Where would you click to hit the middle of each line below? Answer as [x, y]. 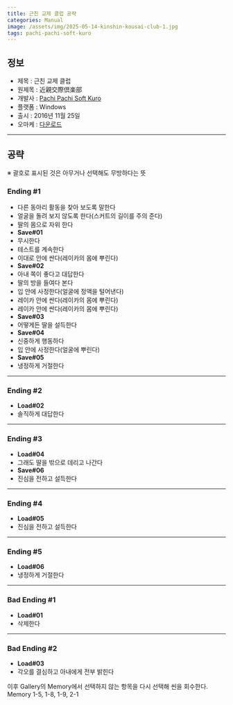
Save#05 [31, 358]
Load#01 [30, 615]
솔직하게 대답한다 [41, 414]
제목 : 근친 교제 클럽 [44, 81]
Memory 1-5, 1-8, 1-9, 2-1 [43, 694]
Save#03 [31, 317]
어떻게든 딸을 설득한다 [47, 325]
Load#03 [31, 663]
